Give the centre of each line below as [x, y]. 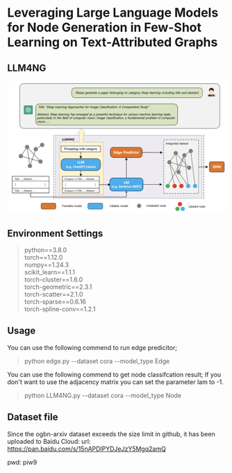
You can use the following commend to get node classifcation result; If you [114, 374]
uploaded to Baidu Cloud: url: [49, 441]
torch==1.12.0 [43, 257]
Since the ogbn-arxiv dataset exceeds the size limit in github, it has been [111, 434]
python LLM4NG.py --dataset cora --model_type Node [103, 395]
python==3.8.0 [45, 250]
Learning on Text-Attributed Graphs [113, 42]
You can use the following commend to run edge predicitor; [92, 347]
